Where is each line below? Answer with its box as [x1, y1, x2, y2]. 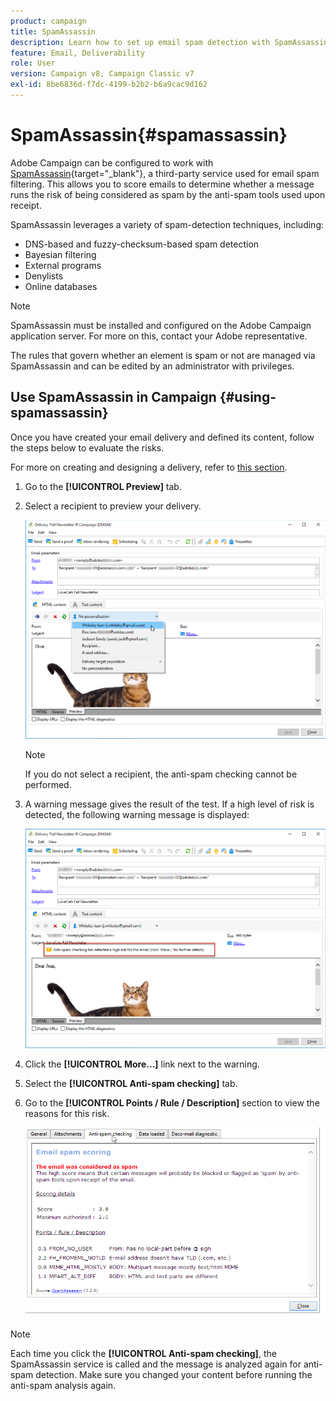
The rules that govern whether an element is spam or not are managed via [10, 349, 316, 361]
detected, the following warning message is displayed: [24, 808, 250, 820]
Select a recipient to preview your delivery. [24, 500, 202, 512]
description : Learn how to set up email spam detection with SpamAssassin [10, 37, 329, 47]
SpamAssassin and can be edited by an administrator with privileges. [10, 360, 295, 372]
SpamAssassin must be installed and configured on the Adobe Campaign [10, 319, 312, 331]
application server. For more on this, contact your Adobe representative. [10, 330, 308, 342]
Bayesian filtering [24, 248, 97, 260]
